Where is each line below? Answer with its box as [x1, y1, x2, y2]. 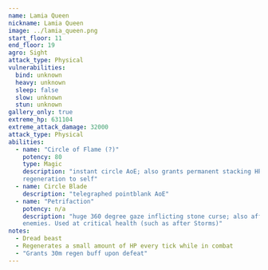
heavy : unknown [15, 78, 66, 86]
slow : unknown [15, 93, 62, 101]
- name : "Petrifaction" [15, 197, 94, 205]
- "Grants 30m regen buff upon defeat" [15, 249, 148, 257]
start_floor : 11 [8, 34, 62, 42]
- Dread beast [15, 235, 62, 243]
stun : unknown [15, 101, 62, 109]
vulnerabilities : [8, 64, 66, 72]
